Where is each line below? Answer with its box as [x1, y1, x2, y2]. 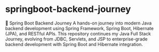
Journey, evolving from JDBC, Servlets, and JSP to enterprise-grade [5, 36, 148, 42]
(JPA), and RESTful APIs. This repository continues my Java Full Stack [5, 30, 151, 36]
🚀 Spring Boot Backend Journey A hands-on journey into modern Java [5, 20, 152, 26]
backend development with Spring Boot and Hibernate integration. [5, 41, 143, 47]
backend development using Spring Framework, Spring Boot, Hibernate [5, 25, 154, 31]
